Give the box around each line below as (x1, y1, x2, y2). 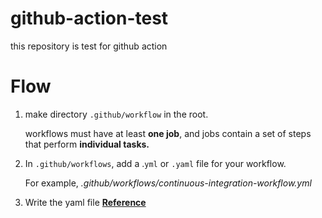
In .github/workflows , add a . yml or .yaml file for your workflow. (24, 157, 287, 169)
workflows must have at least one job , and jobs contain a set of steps (24, 127, 312, 139)
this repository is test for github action (10, 40, 168, 52)
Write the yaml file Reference (24, 196, 147, 208)
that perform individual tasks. (24, 138, 150, 150)
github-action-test (10, 7, 169, 30)
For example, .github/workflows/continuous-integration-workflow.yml (24, 177, 312, 189)
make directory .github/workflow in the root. (24, 108, 209, 120)
